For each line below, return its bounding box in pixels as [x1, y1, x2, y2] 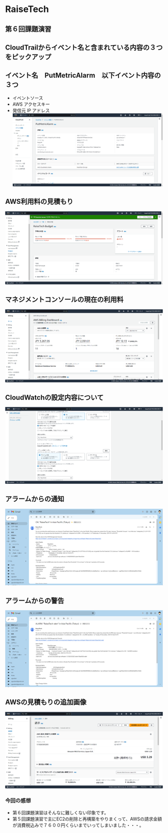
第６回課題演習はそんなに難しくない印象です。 [12, 809, 109, 815]
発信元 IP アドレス [12, 107, 50, 113]
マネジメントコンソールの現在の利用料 [5, 296, 123, 304]
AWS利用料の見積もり [5, 197, 73, 206]
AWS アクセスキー [12, 101, 50, 107]
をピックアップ [5, 53, 51, 61]
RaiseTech [5, 4, 49, 15]
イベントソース [12, 95, 43, 101]
